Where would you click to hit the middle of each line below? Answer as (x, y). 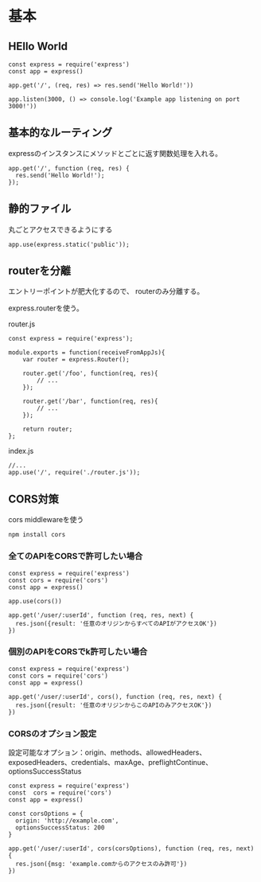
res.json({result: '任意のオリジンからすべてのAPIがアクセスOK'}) (116, 623)
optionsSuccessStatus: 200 (60, 828)
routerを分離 (40, 271)
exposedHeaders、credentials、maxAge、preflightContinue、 (111, 763)
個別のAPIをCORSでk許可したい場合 (78, 652)
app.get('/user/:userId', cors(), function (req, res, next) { (115, 697)
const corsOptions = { (46, 814)
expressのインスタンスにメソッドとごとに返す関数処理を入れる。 (115, 153)
